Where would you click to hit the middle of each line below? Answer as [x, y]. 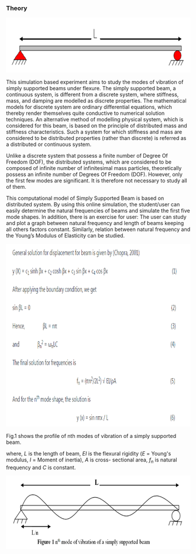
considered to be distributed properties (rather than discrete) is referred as [96, 138]
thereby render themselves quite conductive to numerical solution [85, 113]
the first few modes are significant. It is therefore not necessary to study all [97, 181]
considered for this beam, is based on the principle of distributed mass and [97, 126]
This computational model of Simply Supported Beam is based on [85, 198]
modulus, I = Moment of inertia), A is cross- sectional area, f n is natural [92, 460]
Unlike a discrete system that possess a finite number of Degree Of [87, 156]
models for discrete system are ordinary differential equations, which [89, 107]
